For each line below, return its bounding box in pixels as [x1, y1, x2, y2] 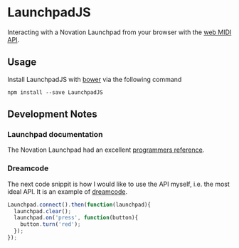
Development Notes [7, 108, 97, 120]
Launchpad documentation [7, 130, 103, 140]
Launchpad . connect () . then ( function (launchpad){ [7, 201, 152, 208]
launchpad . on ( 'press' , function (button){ [14, 215, 139, 222]
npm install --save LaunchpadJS [7, 88, 103, 96]
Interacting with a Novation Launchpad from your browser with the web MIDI [7, 28, 232, 36]
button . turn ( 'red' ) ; [20, 221, 81, 228]
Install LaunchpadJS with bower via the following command [7, 75, 182, 83]
